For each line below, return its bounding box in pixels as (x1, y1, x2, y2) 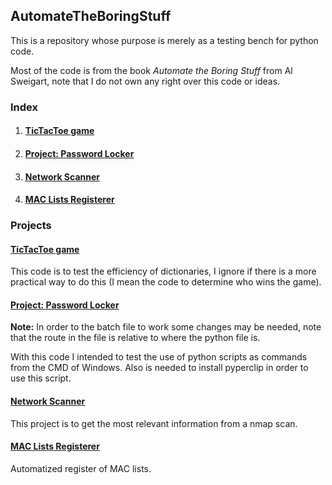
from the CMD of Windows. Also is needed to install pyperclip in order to (10, 362, 309, 374)
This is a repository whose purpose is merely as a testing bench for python (10, 34, 319, 46)
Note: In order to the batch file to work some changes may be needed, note (10, 321, 322, 333)
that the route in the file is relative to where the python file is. (10, 332, 261, 344)
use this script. (10, 372, 72, 384)
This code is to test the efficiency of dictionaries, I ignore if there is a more (10, 265, 317, 278)
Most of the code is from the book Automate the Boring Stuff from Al (10, 64, 293, 76)
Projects (10, 219, 52, 233)
